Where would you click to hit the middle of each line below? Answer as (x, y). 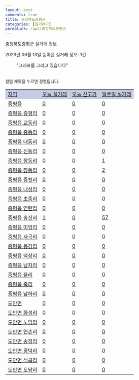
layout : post (19, 10)
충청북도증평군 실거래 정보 (31, 44)
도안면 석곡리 (23, 360)
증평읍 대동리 (23, 142)
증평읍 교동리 (23, 123)
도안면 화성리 (23, 313)
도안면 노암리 (23, 322)
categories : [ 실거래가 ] (28, 24)
